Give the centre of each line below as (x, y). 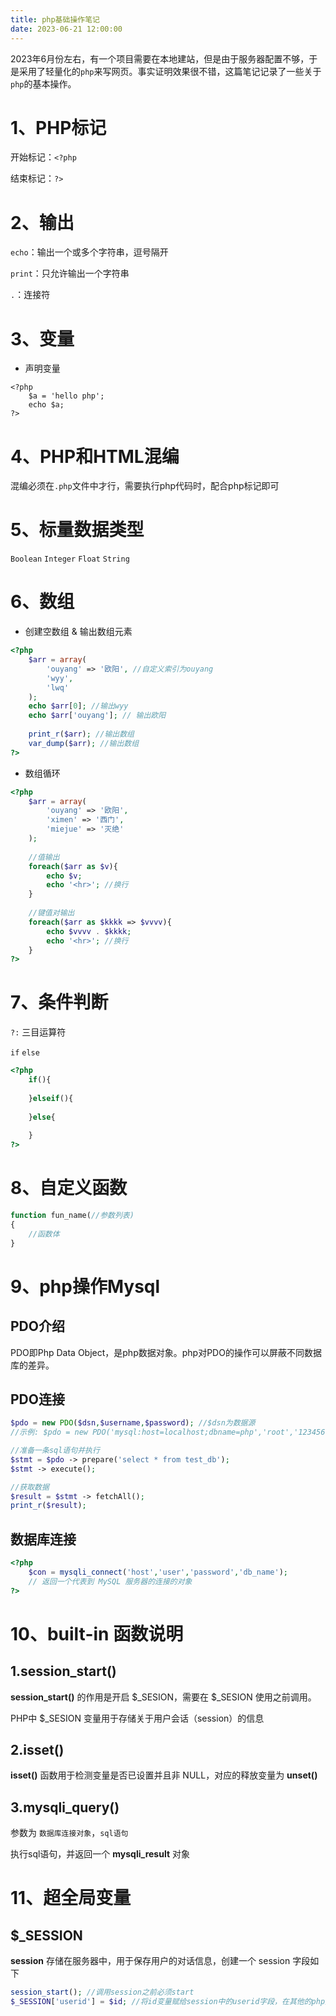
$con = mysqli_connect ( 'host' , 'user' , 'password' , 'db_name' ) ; (158, 1572)
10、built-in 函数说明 (97, 1633)
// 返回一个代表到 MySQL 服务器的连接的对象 (110, 1581)
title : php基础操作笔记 (55, 19)
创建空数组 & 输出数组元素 (78, 632)
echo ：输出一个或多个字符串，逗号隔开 (89, 252)
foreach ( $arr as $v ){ (73, 866)
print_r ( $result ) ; (48, 1506)
